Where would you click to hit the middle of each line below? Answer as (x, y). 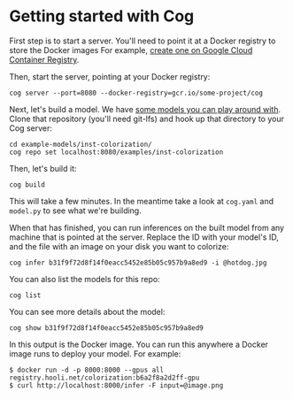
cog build (27, 184)
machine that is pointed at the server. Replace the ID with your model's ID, (144, 237)
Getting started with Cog (102, 16)
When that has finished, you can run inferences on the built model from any (147, 227)
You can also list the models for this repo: (85, 279)
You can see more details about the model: (87, 311)
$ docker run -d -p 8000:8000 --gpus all (87, 370)
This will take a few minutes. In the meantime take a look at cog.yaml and (142, 201)
